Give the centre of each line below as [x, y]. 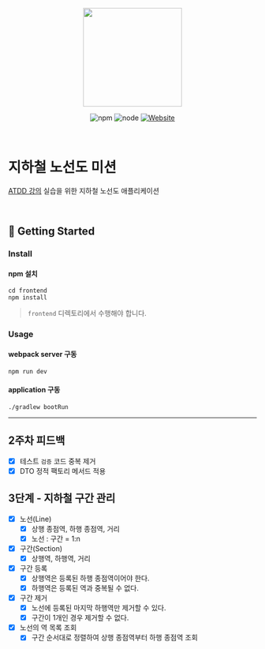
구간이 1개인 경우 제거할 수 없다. [80, 618]
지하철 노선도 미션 [62, 168]
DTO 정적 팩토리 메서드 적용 [63, 471]
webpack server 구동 [43, 354]
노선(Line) [35, 519]
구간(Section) [41, 548]
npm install [28, 298]
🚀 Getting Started [52, 232]
